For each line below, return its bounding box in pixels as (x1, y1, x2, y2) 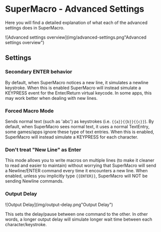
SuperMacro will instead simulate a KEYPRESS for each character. (5, 134, 138, 140)
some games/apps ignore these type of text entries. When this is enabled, (5, 129, 154, 135)
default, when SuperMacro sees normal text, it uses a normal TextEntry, (5, 123, 150, 129)
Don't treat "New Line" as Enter (5, 146, 82, 153)
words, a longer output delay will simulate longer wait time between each (5, 216, 153, 222)
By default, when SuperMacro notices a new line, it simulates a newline (5, 79, 149, 85)
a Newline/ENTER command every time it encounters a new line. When (5, 168, 148, 174)
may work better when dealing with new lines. (5, 95, 98, 101)
